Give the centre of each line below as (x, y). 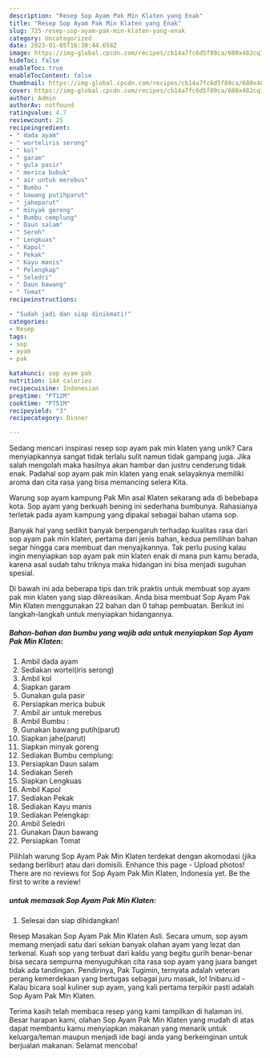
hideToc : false (34, 61)
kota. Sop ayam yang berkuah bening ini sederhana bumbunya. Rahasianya (133, 506)
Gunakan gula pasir (53, 696)
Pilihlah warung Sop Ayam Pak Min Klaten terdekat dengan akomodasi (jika (133, 856)
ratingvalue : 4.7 (38, 113)
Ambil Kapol (40, 790)
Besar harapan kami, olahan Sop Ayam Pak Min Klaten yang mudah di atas (132, 1020)
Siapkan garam (46, 687)
